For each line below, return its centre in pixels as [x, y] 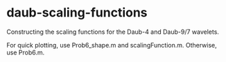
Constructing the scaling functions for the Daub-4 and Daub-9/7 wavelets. [113, 32]
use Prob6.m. [26, 52]
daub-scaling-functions [77, 13]
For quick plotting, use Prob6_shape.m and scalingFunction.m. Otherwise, [112, 45]
